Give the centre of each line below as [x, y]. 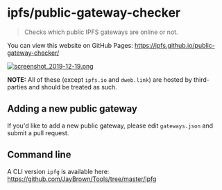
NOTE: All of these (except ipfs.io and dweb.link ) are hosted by [100, 79]
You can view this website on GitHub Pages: [70, 45]
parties [17, 87]
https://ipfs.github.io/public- [174, 45]
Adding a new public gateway [72, 109]
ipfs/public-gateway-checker [94, 13]
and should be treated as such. [73, 87]
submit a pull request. [38, 132]
